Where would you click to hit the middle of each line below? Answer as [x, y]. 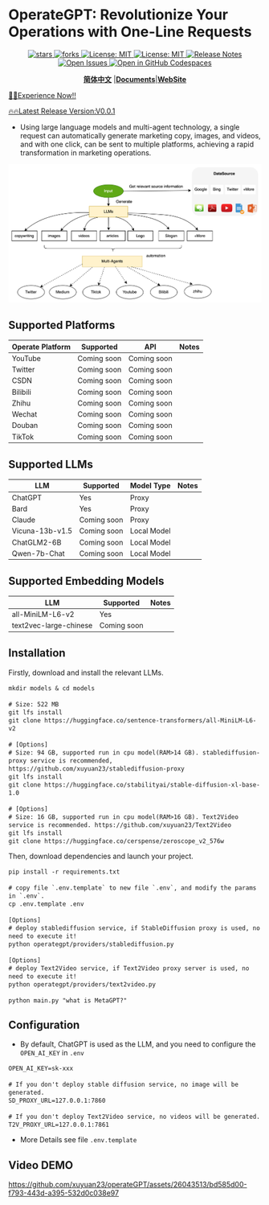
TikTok [23, 437]
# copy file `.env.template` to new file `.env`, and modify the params [132, 888]
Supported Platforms [62, 325]
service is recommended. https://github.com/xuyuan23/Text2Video [120, 825]
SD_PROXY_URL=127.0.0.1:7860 [57, 1101]
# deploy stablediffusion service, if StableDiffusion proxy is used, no [134, 928]
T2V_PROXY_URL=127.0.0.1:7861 [59, 1125]
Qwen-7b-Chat [39, 553]
